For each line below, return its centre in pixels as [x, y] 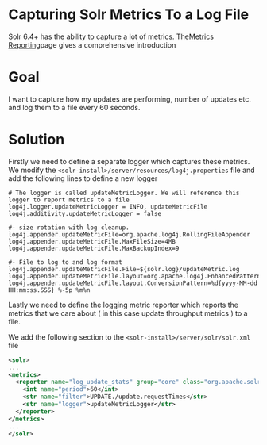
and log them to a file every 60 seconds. [74, 107]
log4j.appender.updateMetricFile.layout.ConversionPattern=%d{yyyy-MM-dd [133, 283]
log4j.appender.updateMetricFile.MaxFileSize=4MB [92, 241]
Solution [37, 140]
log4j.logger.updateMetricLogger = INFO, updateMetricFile [108, 207]
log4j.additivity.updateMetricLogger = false [85, 213]
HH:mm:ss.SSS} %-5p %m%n [49, 290]
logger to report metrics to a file [69, 200]
